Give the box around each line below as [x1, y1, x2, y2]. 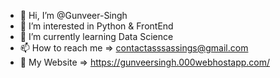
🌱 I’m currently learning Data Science [19, 31, 174, 42]
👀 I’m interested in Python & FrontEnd [19, 20, 174, 32]
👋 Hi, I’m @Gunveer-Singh [19, 10, 128, 21]
